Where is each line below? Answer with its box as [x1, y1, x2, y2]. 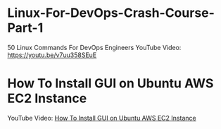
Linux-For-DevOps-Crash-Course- [7, 5, 215, 21]
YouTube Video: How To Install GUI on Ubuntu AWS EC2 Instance [7, 113, 196, 122]
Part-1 [7, 20, 44, 36]
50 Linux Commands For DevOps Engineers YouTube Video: [7, 43, 182, 51]
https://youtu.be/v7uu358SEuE [7, 51, 97, 59]
